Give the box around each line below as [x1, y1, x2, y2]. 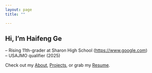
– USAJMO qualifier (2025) [5, 53, 61, 59]
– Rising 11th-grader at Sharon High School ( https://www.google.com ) [5, 47, 148, 53]
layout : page [5, 7, 32, 12]
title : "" [5, 12, 26, 17]
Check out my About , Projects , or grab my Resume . [5, 62, 110, 68]
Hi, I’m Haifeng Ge [5, 34, 62, 42]
